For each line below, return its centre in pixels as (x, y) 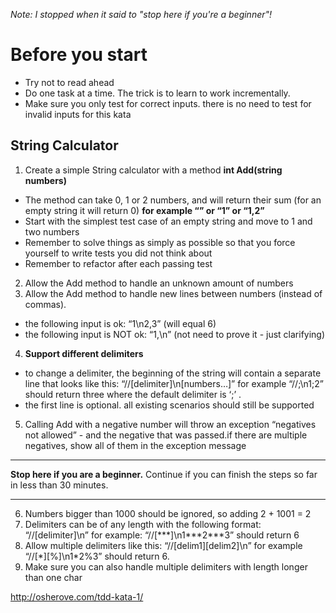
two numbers (52, 231)
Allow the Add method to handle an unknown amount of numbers (159, 283)
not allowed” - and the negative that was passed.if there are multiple (166, 435)
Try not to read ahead (69, 82)
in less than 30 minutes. (59, 485)
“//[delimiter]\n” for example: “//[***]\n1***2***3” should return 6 (162, 535)
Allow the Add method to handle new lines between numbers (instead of (173, 293)
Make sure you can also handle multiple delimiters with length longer (166, 566)
